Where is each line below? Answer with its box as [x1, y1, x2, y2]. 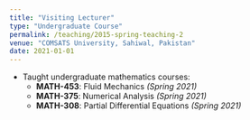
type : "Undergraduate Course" [9, 22, 124, 31]
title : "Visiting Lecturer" [9, 13, 116, 23]
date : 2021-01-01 [9, 47, 75, 56]
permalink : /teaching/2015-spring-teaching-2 [9, 30, 183, 39]
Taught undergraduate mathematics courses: [22, 71, 191, 82]
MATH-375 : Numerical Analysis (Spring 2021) [35, 91, 208, 102]
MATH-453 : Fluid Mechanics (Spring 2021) [35, 81, 198, 92]
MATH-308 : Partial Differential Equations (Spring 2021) [35, 100, 242, 111]
